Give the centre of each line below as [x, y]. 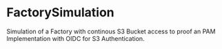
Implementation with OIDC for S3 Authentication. [76, 38]
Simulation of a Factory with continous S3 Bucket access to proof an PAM [111, 31]
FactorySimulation [60, 13]
